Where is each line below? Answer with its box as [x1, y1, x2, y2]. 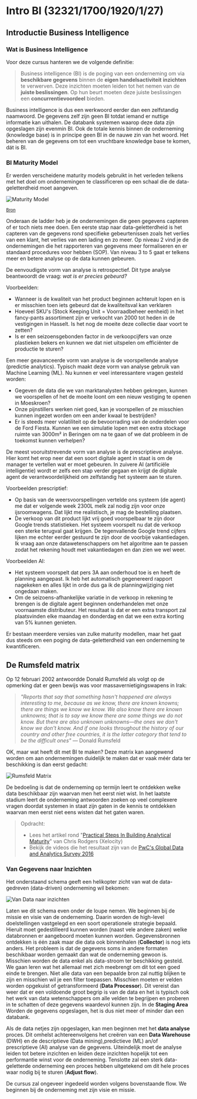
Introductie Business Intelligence [6, 28, 130, 38]
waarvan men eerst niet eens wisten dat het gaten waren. [6, 808, 145, 815]
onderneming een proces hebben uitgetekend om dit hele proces [32, 1063, 189, 1070]
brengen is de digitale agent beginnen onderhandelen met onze [14, 600, 169, 607]
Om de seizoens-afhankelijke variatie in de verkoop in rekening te [14, 594, 174, 601]
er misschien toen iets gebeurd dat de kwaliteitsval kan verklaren [14, 302, 172, 309]
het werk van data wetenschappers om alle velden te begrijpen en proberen [6, 995, 189, 1002]
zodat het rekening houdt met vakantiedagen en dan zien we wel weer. [14, 546, 186, 554]
